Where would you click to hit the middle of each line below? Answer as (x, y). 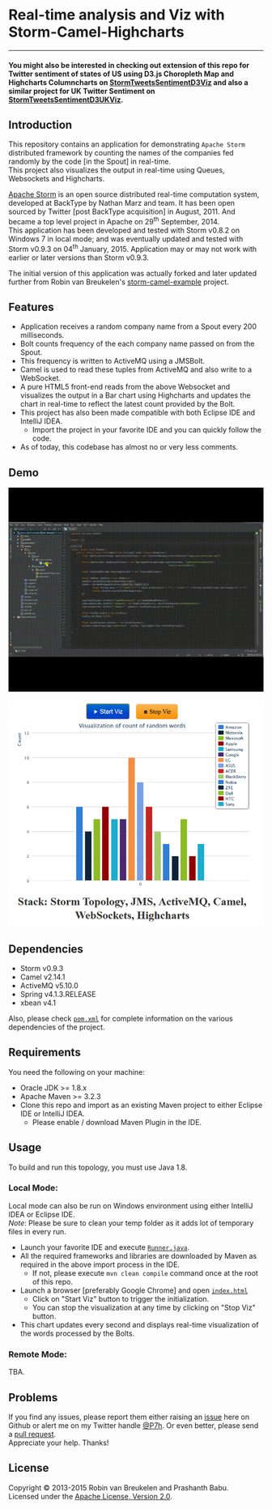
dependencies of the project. (57, 1027)
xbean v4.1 (38, 1003)
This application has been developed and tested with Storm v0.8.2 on (124, 230)
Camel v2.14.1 (42, 977)
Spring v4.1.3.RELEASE (58, 994)
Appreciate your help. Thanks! (59, 1443)
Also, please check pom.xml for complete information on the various (121, 1018)
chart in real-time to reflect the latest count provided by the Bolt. (127, 404)
